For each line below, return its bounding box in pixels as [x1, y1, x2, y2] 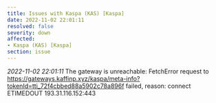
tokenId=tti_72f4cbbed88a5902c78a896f [7, 82, 125, 90]
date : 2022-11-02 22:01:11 [7, 16, 85, 23]
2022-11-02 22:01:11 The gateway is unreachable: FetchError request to [7, 67, 209, 76]
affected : [7, 36, 36, 43]
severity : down [7, 29, 51, 36]
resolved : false [7, 23, 54, 30]
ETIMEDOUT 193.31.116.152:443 [7, 89, 96, 97]
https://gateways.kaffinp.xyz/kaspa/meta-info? [7, 74, 140, 82]
